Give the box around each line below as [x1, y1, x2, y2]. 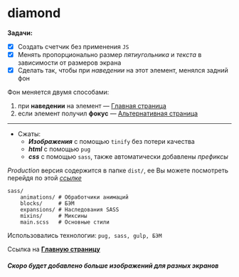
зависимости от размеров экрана [17, 58, 122, 67]
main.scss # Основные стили [20, 219, 110, 226]
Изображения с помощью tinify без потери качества [28, 137, 196, 146]
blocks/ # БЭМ [20, 200, 75, 207]
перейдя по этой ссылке [7, 174, 82, 182]
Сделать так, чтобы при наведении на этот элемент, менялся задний [17, 66, 229, 75]
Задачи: [7, 28, 33, 37]
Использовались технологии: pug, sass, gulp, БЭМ [7, 231, 162, 240]
